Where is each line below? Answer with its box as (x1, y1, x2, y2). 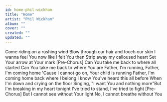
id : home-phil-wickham (5, 7, 52, 12)
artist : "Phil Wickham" (5, 16, 55, 21)
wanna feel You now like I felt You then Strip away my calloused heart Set (5, 54, 156, 60)
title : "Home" (5, 12, 35, 17)
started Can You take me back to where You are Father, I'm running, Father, (5, 64, 160, 70)
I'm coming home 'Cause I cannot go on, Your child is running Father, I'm (5, 70, 155, 76)
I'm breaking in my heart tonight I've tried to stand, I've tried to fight (5, 86, 145, 92)
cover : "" (5, 26, 26, 31)
